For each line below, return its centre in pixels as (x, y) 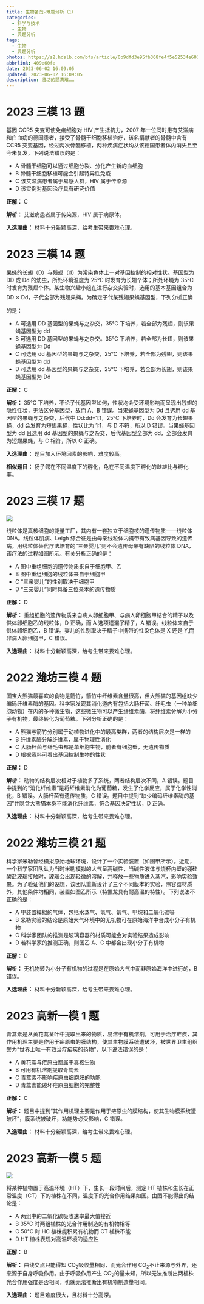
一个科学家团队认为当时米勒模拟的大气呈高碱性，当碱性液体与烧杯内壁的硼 (99, 868)
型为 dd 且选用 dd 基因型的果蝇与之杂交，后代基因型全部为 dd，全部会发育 (100, 433)
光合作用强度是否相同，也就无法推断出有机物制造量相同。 (78, 1282)
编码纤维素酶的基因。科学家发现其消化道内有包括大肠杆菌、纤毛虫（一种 (97, 703)
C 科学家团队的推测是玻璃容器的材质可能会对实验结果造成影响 (92, 935)
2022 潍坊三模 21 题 (56, 843)
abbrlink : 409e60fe (31, 63)
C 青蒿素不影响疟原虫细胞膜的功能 (58, 1077)
